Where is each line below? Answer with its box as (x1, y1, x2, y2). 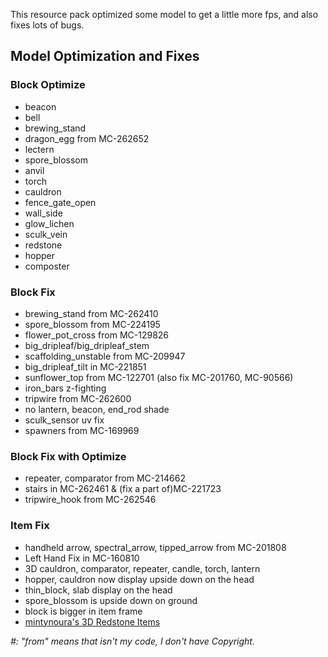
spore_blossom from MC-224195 (24, 318, 161, 330)
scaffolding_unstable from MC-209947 (24, 350, 186, 362)
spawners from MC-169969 (24, 424, 140, 436)
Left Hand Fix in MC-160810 (24, 552, 140, 564)
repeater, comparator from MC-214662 (24, 472, 186, 484)
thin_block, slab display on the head (24, 584, 173, 596)
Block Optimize (10, 78, 86, 92)
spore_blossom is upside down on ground (24, 594, 198, 606)
